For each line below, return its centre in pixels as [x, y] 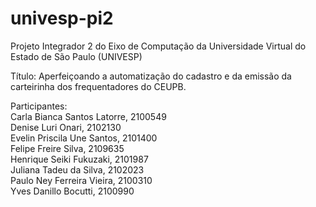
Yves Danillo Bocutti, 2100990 [72, 191]
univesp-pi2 [62, 18]
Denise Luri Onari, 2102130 [66, 127]
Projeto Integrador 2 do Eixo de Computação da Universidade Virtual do [158, 46]
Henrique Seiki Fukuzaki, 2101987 [79, 159]
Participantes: [39, 106]
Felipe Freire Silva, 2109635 [67, 148]
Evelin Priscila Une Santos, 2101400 [84, 138]
